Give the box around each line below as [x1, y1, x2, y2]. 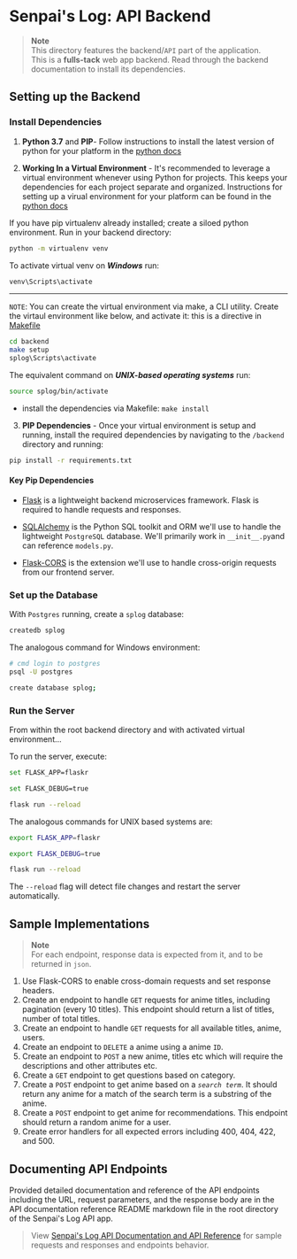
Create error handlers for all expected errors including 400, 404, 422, [21, 1126, 277, 1137]
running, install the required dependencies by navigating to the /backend [21, 429, 285, 440]
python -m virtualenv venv [9, 243, 109, 253]
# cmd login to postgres [9, 660, 101, 668]
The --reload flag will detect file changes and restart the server [9, 881, 241, 892]
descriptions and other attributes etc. [21, 1061, 157, 1071]
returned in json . [30, 959, 92, 969]
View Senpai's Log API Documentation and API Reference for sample [30, 1230, 283, 1240]
